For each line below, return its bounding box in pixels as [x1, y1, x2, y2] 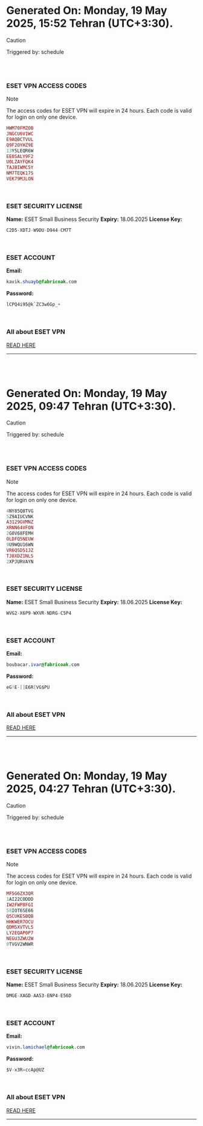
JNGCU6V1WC [6, 131, 34, 137]
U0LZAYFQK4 [6, 159, 34, 165]
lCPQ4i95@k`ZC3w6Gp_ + [6, 301, 61, 308]
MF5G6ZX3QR [6, 891, 34, 897]
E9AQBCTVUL [6, 136, 34, 142]
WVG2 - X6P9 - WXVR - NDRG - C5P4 [6, 610, 71, 616]
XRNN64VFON [6, 525, 34, 531]
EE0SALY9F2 [6, 153, 34, 159]
